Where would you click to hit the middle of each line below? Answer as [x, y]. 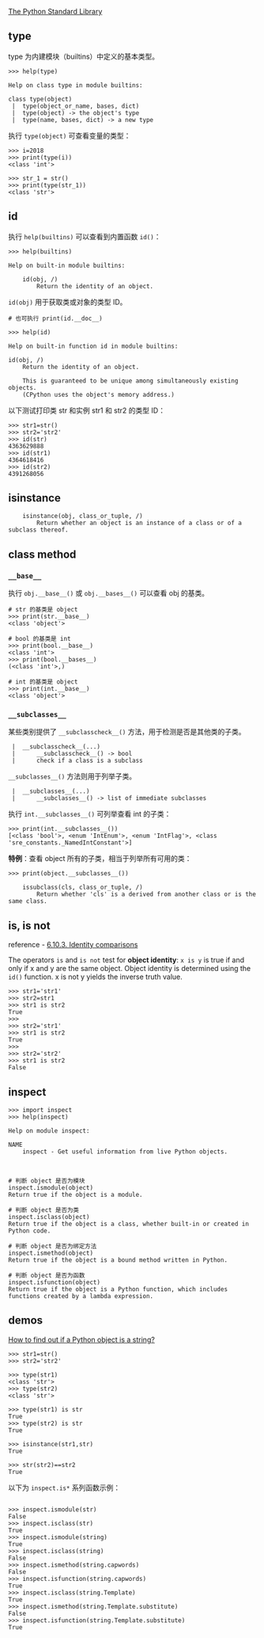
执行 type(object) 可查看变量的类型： [70, 135]
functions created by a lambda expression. [81, 1297]
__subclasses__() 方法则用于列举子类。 [72, 776]
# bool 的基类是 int [40, 639]
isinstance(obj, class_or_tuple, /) [83, 516]
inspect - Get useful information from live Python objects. [125, 1152]
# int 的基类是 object [43, 682]
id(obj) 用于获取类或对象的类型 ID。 [68, 302]
